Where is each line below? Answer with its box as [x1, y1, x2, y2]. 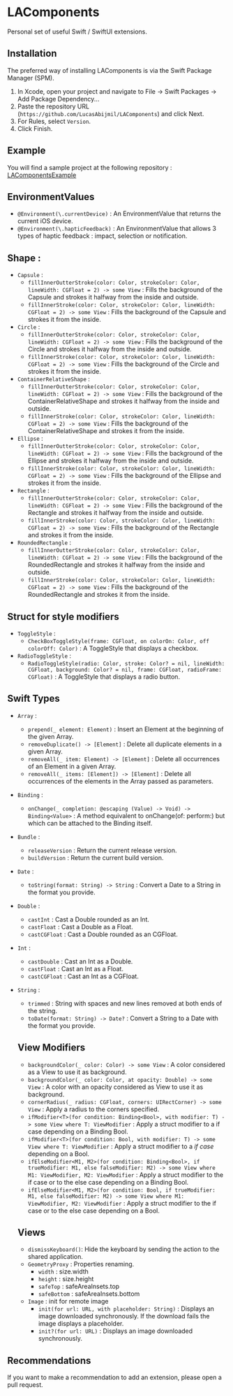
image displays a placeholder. [38, 1320, 124, 1328]
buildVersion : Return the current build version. [27, 853, 164, 861]
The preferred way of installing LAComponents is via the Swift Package [7, 66, 212, 74]
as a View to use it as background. [27, 1068, 127, 1076]
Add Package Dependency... [17, 94, 100, 103]
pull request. [7, 1381, 43, 1389]
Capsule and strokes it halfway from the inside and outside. [27, 293, 199, 302]
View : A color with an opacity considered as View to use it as [27, 1083, 204, 1091]
